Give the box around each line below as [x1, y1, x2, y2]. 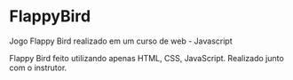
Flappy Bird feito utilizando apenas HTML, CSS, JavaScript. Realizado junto [9, 52, 284, 63]
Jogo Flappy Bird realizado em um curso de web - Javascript [9, 36, 233, 46]
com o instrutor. [9, 62, 67, 73]
